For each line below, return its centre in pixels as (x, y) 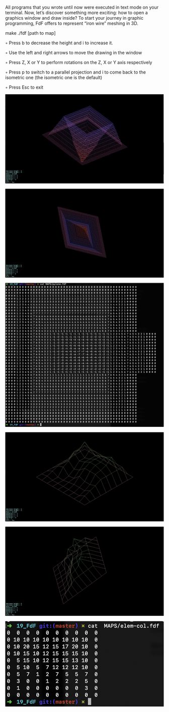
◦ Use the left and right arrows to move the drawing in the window (74, 53)
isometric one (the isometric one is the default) (54, 77)
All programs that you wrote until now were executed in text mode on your (82, 7)
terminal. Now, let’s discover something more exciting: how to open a (77, 13)
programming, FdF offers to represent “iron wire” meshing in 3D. (72, 23)
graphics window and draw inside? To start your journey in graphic (74, 18)
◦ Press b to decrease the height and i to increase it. (59, 43)
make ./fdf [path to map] (31, 33)
